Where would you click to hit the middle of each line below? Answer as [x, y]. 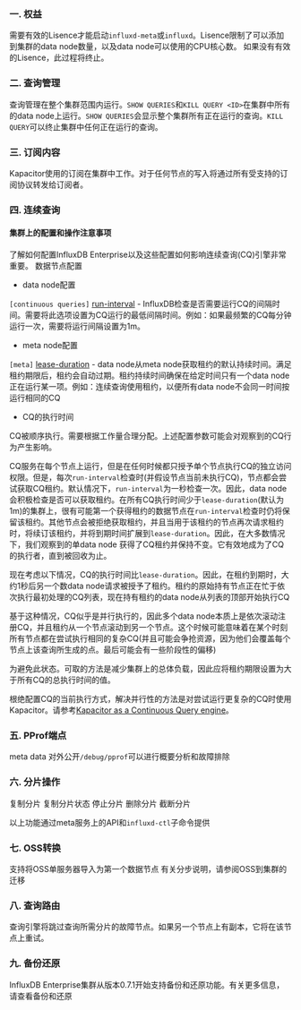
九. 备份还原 [35, 963]
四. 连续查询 [35, 210]
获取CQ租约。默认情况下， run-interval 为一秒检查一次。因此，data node [152, 489]
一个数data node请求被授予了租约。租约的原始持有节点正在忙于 [160, 586]
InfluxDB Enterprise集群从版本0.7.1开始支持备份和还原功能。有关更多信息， [147, 984]
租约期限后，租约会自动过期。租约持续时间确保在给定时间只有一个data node [150, 376]
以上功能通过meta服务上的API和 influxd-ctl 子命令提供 [110, 822]
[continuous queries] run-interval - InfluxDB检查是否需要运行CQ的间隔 [141, 304]
